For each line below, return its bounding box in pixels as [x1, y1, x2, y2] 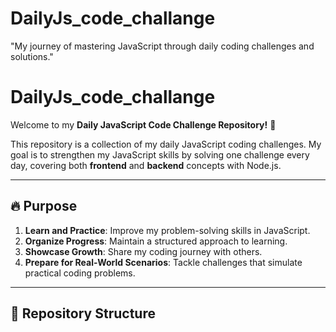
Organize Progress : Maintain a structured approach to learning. [24, 235, 288, 247]
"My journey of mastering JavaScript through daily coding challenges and [10, 40, 315, 52]
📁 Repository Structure [10, 305, 156, 322]
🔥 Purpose [10, 198, 78, 215]
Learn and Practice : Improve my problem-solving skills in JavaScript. [24, 224, 311, 236]
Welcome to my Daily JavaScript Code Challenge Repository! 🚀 [10, 118, 277, 131]
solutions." [10, 50, 54, 62]
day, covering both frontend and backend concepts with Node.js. [10, 159, 282, 171]
